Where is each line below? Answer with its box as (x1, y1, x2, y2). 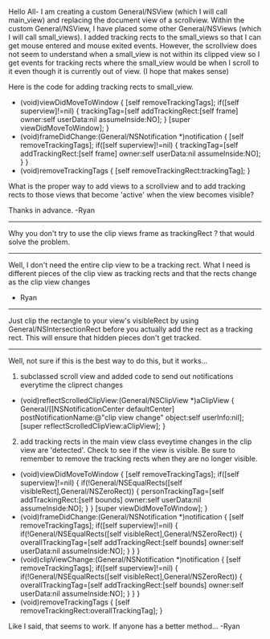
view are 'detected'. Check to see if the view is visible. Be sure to (19, 446, 235, 454)
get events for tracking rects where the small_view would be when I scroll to (8, 58, 260, 67)
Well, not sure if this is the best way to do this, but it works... (8, 356, 208, 365)
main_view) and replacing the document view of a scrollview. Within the (8, 15, 245, 25)
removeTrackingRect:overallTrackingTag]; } (19, 606, 163, 615)
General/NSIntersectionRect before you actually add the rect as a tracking (8, 324, 253, 334)
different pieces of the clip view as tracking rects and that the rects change (8, 269, 257, 278)
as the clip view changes (8, 277, 91, 287)
